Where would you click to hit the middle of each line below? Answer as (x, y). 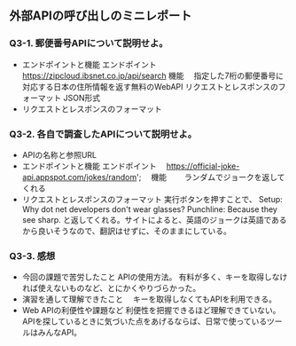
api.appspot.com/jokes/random (79, 177)
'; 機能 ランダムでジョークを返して (210, 177)
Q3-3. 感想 (32, 256)
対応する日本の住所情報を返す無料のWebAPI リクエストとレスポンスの (150, 86)
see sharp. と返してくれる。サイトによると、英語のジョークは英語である (155, 219)
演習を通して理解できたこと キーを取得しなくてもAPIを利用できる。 (149, 299)
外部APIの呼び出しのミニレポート (101, 16)
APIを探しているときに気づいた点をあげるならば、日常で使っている (144, 321)
